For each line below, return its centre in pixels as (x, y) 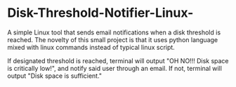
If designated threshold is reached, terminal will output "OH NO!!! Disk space (118, 60)
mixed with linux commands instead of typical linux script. (91, 47)
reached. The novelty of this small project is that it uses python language (113, 39)
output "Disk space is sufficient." (55, 76)
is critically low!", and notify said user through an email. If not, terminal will (115, 68)
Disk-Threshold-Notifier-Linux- (100, 13)
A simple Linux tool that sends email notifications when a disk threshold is (114, 32)
